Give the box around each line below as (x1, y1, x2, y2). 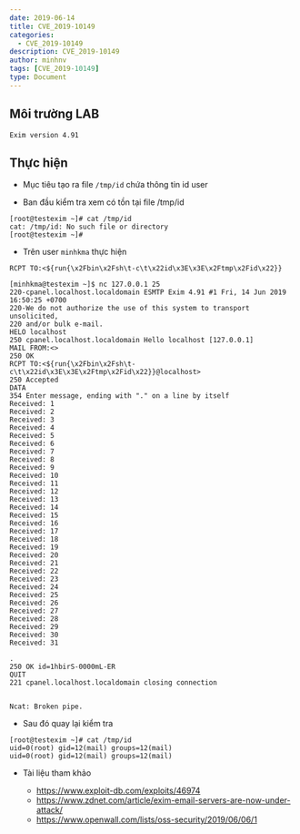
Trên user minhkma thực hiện (22, 247, 127, 258)
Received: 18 (9, 534, 59, 544)
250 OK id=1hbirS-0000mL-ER (9, 662, 116, 672)
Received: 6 (9, 439, 55, 449)
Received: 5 (9, 432, 55, 441)
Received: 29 (9, 623, 59, 632)
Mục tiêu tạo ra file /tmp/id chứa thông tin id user (22, 179, 209, 190)
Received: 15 (9, 511, 59, 520)
